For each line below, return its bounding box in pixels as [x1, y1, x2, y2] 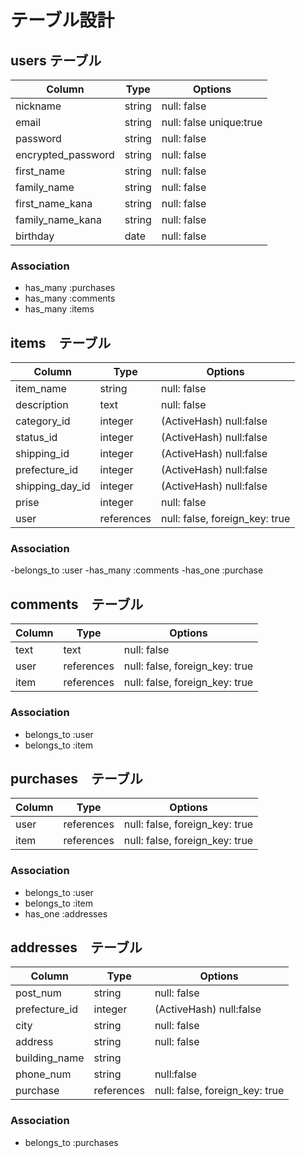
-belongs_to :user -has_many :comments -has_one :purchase [10, 564, 264, 576]
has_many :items [24, 303, 95, 315]
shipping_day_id [15, 479, 91, 493]
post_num [15, 986, 62, 1000]
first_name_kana [15, 197, 93, 210]
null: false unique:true [161, 116, 263, 129]
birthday [15, 229, 55, 243]
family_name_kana [15, 213, 102, 226]
